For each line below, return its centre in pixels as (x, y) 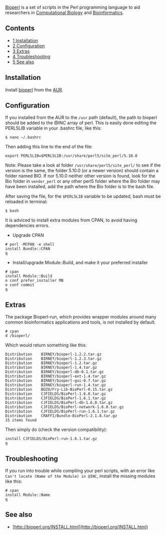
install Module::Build (29, 276)
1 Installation (25, 40)
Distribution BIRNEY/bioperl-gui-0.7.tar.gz (56, 381)
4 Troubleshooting (31, 56)
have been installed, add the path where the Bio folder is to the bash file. (80, 187)
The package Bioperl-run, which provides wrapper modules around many (81, 317)
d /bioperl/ (17, 336)
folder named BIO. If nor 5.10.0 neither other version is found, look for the (80, 176)
